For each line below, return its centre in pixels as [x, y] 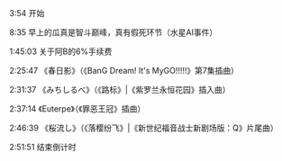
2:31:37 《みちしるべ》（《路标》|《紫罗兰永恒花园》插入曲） [120, 89]
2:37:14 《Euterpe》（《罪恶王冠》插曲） [77, 109]
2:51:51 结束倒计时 [43, 147]
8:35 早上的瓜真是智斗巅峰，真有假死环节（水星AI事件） [114, 32]
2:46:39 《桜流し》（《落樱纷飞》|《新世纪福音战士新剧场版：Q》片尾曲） [144, 128]
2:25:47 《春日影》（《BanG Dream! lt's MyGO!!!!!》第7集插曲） [124, 71]
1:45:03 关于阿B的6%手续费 [61, 51]
